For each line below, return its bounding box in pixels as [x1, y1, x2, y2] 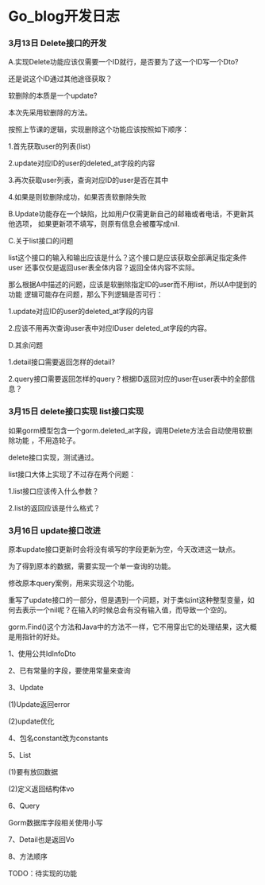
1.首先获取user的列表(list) [8, 142, 91, 151]
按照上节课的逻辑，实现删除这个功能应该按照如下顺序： [8, 125, 189, 134]
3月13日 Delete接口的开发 [8, 37, 107, 49]
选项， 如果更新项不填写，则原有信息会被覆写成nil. [14, 219, 180, 229]
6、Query [8, 801, 40, 811]
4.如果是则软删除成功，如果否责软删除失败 [8, 192, 147, 202]
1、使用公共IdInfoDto [8, 649, 77, 658]
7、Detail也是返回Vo [8, 835, 75, 844]
